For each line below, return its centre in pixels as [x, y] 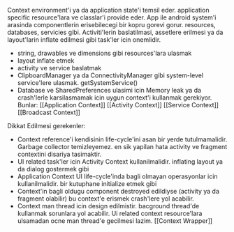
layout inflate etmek [46, 61]
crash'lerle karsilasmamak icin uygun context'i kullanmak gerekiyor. [115, 98]
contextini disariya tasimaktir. [59, 154]
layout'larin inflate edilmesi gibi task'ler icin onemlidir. [84, 40]
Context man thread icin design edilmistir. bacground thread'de [108, 206]
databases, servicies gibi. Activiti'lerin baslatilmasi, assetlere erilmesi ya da [115, 32]
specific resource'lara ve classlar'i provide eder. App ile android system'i [112, 17]
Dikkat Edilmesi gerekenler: [46, 126]
